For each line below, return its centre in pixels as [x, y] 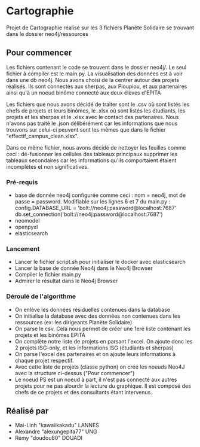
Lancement [23, 248]
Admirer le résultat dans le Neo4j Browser [66, 281]
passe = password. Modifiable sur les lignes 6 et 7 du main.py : [93, 202]
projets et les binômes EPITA [50, 335]
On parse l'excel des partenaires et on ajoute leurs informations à [95, 354]
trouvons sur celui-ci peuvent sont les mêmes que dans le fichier [86, 129]
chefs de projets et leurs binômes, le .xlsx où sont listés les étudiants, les [96, 110]
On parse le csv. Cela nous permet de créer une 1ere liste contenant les [103, 329]
